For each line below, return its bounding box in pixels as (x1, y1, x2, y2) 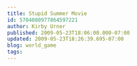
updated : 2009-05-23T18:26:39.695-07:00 (7, 36, 125, 43)
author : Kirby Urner (7, 23, 66, 30)
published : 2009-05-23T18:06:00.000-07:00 (7, 29, 130, 36)
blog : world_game (7, 42, 57, 49)
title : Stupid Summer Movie (7, 10, 88, 17)
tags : (7, 49, 23, 56)
